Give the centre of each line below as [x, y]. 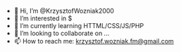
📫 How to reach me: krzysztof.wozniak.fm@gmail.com [94, 41]
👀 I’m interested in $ [43, 18]
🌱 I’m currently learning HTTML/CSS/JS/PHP [79, 26]
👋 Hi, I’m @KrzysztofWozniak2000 [64, 11]
